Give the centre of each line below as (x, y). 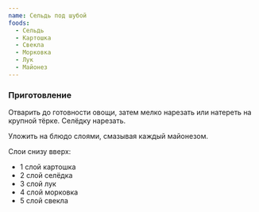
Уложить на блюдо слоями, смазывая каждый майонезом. (108, 137)
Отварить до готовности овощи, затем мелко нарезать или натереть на (130, 113)
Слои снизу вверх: (40, 152)
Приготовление (40, 94)
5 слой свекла (44, 201)
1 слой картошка (48, 167)
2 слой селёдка (46, 175)
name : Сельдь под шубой (48, 15)
